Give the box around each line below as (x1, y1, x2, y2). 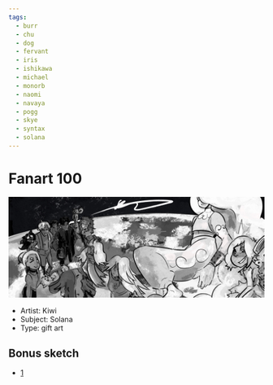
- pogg (15, 107, 38, 116)
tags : (8, 13, 27, 21)
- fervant (15, 47, 49, 56)
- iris (15, 56, 38, 64)
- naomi (15, 90, 42, 98)
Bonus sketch (8, 347, 80, 361)
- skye (15, 116, 38, 125)
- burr (15, 21, 38, 30)
